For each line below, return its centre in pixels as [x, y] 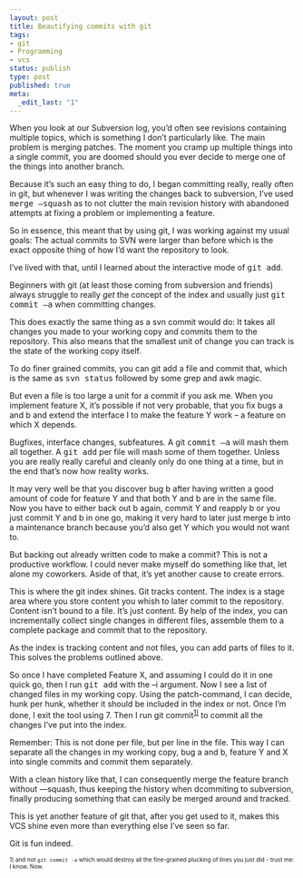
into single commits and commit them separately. [101, 762]
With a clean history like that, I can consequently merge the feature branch [149, 779]
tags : [20, 35]
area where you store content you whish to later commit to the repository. [147, 601]
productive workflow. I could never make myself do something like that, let [148, 565]
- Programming [36, 52]
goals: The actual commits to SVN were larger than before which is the [142, 241]
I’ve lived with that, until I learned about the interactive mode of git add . [147, 268]
